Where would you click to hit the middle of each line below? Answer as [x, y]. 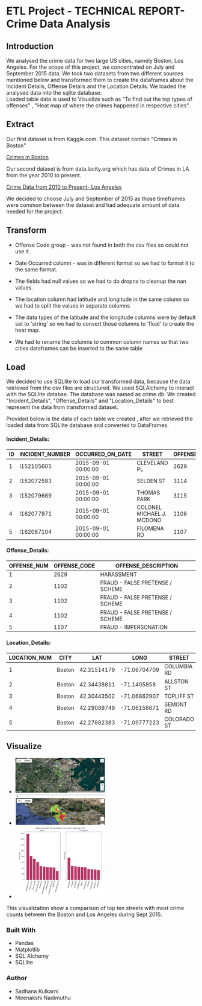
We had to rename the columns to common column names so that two [102, 341]
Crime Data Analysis [58, 24]
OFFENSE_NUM [29, 566]
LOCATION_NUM [30, 658]
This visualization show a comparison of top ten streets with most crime [95, 908]
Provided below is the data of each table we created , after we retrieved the [100, 419]
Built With [21, 930]
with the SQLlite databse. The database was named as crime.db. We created [101, 394]
